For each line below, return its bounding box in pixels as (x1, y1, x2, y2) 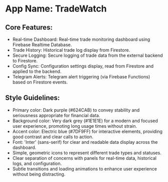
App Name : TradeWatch (5, 3, 107, 15)
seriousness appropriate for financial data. (12, 112, 100, 118)
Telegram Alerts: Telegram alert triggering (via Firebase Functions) (12, 74, 150, 79)
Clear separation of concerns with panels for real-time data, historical (12, 155, 157, 161)
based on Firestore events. (12, 79, 68, 85)
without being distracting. (12, 171, 66, 177)
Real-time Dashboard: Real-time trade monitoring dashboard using (12, 36, 150, 42)
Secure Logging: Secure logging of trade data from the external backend (12, 52, 163, 58)
